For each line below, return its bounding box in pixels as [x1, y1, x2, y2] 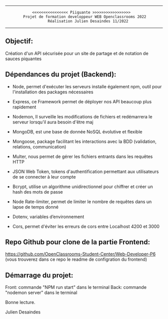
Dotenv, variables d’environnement [12, 214, 84, 220]
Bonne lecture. [5, 299, 35, 305]
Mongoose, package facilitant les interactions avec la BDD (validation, [12, 138, 156, 144]
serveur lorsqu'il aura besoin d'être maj [12, 119, 93, 125]
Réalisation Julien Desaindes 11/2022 [47, 19, 128, 24]
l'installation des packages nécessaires [12, 89, 93, 95]
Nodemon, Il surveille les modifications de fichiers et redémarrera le [12, 113, 152, 119]
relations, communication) [12, 143, 66, 149]
